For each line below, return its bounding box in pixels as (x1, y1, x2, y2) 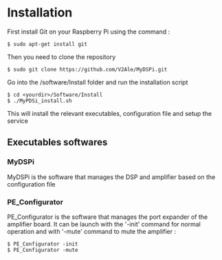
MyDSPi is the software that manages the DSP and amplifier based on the (7, 173, 216, 181)
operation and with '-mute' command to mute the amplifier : (7, 227, 177, 235)
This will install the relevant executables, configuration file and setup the (7, 109, 212, 117)
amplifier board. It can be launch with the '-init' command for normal (7, 220, 201, 228)
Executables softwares (7, 137, 108, 148)
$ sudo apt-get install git (7, 40, 88, 47)
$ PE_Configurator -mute (7, 246, 78, 253)
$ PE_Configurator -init (7, 240, 78, 248)
